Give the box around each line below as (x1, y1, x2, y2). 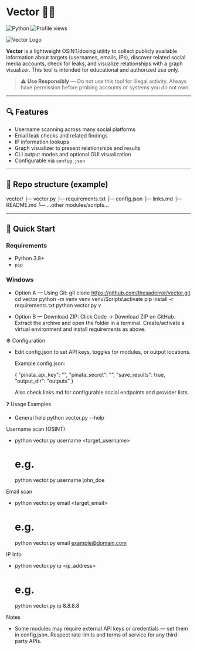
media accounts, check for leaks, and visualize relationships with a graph (6, 60, 183, 67)
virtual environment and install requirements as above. (14, 326, 146, 333)
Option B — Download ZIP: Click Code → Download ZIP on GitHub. (14, 313, 176, 320)
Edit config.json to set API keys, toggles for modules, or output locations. (14, 348, 191, 355)
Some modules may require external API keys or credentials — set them (14, 625, 188, 632)
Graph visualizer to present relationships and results (14, 144, 141, 152)
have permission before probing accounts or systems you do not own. (20, 83, 191, 91)
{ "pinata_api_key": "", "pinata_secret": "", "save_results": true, (14, 371, 165, 378)
